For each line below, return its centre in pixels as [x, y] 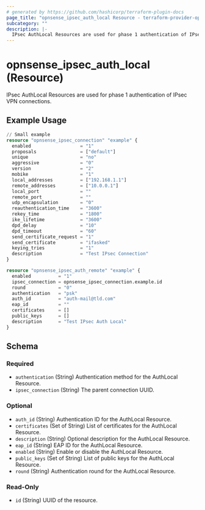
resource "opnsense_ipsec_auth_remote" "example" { [73, 271]
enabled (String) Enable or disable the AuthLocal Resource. [89, 451]
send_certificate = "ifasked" [61, 242]
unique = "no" [54, 157]
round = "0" [42, 288]
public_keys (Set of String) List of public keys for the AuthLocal [95, 458]
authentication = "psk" [45, 293]
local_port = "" [52, 191]
